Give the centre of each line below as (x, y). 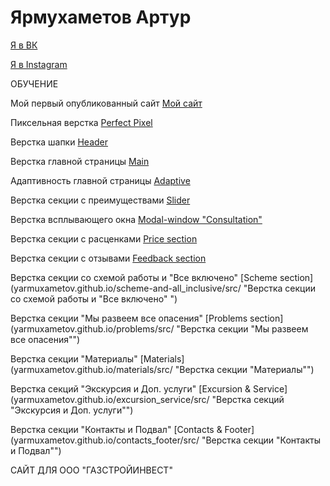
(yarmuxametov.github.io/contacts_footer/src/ (105, 440)
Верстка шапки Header (59, 142)
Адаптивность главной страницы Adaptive (100, 180)
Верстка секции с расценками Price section (104, 238)
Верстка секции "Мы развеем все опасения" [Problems (129, 318)
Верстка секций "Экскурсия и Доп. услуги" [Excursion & (131, 388)
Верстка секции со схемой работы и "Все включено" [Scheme (144, 277)
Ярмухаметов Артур (101, 17)
